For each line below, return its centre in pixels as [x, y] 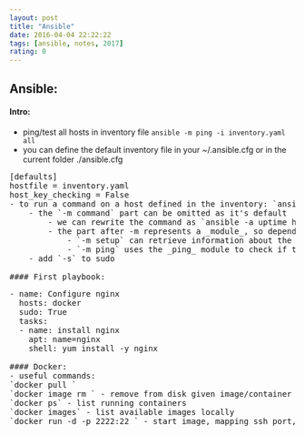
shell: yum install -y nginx [93, 348]
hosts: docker [50, 303]
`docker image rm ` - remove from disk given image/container [151, 394]
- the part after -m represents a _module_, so [155, 231]
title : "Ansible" [42, 26]
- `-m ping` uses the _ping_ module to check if [177, 249]
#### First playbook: [58, 277]
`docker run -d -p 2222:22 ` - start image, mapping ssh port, [153, 421]
